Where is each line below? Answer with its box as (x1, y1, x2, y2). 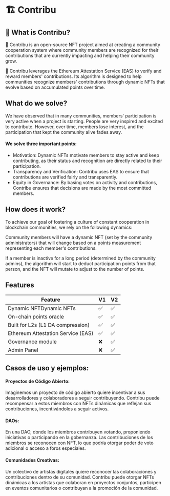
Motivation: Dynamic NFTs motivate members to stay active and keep (12, 152, 160, 158)
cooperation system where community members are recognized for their (5, 47, 159, 53)
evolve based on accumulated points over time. (5, 84, 105, 90)
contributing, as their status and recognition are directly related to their (12, 157, 162, 164)
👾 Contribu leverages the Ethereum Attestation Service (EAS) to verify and (5, 68, 162, 74)
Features (5, 281, 34, 290)
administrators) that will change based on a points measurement (5, 240, 141, 246)
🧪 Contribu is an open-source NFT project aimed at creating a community (5, 42, 160, 48)
